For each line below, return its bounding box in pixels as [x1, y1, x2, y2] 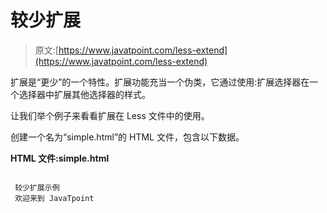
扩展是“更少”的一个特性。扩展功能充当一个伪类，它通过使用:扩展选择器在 [10, 76, 310, 88]
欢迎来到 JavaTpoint [14, 193, 95, 203]
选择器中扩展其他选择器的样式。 [18, 88, 151, 100]
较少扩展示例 [14, 182, 60, 193]
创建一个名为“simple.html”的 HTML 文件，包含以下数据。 [10, 131, 245, 143]
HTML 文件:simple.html [10, 152, 110, 164]
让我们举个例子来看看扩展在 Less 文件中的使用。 [10, 109, 210, 121]
